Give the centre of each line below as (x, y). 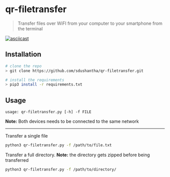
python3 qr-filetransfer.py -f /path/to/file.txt (59, 145)
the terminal (30, 28)
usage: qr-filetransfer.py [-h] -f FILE (49, 112)
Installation (23, 54)
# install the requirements (35, 80)
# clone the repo (24, 66)
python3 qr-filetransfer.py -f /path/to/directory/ (61, 169)
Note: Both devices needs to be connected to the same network (72, 121)
